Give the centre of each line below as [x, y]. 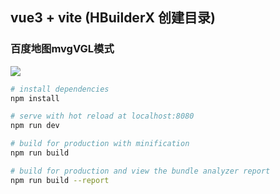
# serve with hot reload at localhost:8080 [102, 116]
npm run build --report [60, 180]
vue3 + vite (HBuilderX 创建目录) [113, 18]
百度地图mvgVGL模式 [62, 49]
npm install [35, 98]
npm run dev [35, 126]
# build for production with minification [100, 144]
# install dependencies [60, 89]
